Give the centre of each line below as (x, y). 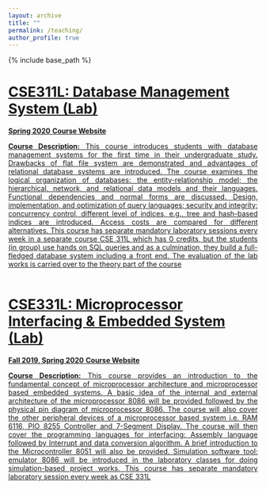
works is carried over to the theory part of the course (95, 264)
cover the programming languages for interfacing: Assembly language (133, 435)
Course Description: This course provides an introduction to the (133, 376)
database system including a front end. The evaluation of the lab (147, 256)
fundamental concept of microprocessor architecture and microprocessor (133, 384)
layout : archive (35, 15)
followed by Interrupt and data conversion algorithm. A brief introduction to (133, 443)
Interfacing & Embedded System (117, 321)
